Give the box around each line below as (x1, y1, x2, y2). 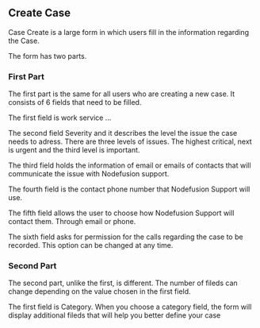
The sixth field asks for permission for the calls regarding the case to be (8, 232, 243, 241)
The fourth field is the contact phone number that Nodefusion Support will (8, 184, 250, 194)
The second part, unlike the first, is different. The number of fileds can (8, 278, 238, 288)
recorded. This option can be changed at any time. (8, 241, 174, 250)
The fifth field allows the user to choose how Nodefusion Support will (8, 208, 235, 218)
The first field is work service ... (8, 113, 112, 122)
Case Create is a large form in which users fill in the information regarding (8, 27, 250, 37)
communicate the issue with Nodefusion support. (8, 169, 170, 179)
